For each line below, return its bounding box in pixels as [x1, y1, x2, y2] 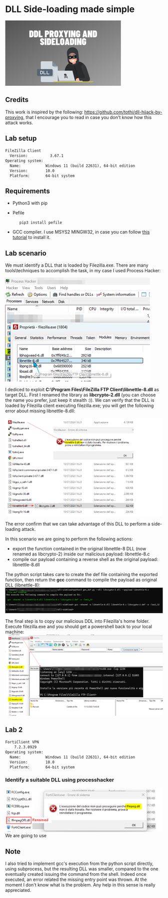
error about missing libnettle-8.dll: [5, 408, 75, 414]
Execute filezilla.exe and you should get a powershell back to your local [5, 624, 152, 629]
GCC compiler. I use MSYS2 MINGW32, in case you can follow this [12, 229, 150, 235]
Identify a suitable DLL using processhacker [5, 776, 114, 783]
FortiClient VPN [5, 739, 39, 744]
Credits [5, 95, 29, 104]
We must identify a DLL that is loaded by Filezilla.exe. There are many [5, 262, 148, 268]
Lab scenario [5, 249, 46, 257]
